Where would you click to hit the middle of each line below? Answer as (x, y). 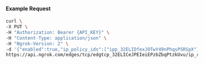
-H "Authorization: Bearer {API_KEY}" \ (58, 32)
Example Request (28, 8)
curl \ (14, 21)
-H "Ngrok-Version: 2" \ (37, 43)
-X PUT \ (17, 27)
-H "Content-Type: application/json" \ (56, 38)
